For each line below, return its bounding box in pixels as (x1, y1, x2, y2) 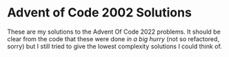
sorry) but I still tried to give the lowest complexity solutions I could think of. (7, 42, 222, 50)
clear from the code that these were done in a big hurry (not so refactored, (7, 34, 219, 43)
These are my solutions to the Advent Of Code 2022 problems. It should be (7, 27, 221, 36)
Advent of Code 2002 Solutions (7, 5, 192, 21)
